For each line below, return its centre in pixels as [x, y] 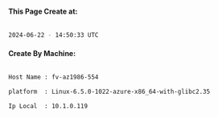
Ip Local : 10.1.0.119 [48, 107]
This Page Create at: [43, 11]
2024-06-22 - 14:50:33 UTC [53, 35]
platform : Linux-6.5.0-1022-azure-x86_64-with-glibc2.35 [109, 92]
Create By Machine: [42, 53]
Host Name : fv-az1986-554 [53, 77]
